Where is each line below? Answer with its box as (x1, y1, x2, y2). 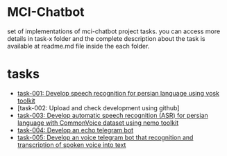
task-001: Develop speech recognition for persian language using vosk (17, 89, 220, 97)
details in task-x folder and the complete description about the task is (7, 34, 205, 42)
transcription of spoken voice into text (17, 140, 126, 149)
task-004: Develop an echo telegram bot (17, 125, 134, 134)
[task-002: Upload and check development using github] (17, 103, 180, 112)
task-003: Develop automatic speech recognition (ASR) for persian (17, 111, 208, 119)
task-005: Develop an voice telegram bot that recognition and (17, 133, 194, 141)
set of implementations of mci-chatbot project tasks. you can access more (7, 27, 221, 35)
